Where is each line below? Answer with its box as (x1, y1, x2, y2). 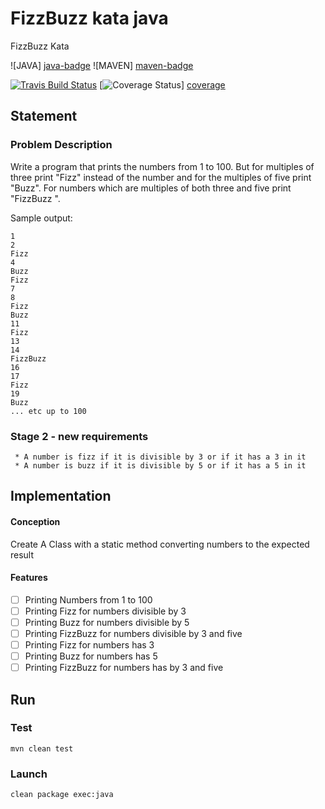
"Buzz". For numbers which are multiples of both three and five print (10, 182, 292, 194)
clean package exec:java (10, 790, 114, 800)
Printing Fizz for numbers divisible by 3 (24, 605, 187, 617)
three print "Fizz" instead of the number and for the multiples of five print (10, 171, 312, 183)
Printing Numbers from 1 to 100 (24, 593, 153, 606)
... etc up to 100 (10, 406, 87, 416)
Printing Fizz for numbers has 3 (24, 638, 155, 651)
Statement (10, 108, 78, 125)
